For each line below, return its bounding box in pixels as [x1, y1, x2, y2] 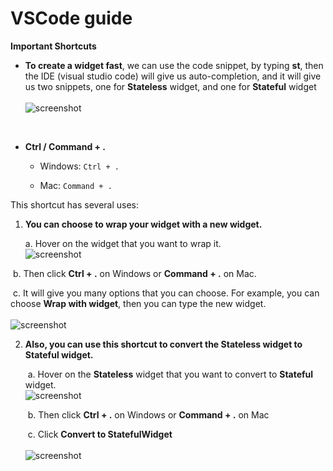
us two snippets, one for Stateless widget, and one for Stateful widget [24, 80, 317, 92]
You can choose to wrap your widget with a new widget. [24, 218, 263, 230]
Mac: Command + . [39, 179, 113, 191]
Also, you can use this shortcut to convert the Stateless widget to [24, 338, 303, 350]
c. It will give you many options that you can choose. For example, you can [12, 287, 320, 299]
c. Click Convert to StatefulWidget [27, 428, 173, 440]
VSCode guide [10, 7, 133, 30]
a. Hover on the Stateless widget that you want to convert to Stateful [27, 368, 314, 380]
